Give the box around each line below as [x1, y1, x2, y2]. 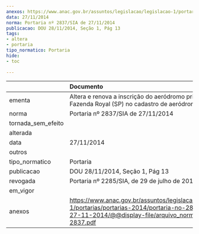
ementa [9, 96, 31, 104]
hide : [6, 53, 20, 59]
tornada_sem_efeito [9, 119, 64, 127]
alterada [9, 129, 33, 137]
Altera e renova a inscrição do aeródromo [69, 92, 185, 101]
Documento [69, 82, 104, 91]
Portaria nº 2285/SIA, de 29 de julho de [69, 177, 181, 185]
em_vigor [9, 187, 34, 195]
